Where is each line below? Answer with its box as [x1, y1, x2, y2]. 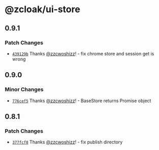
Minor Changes [5, 86, 44, 93]
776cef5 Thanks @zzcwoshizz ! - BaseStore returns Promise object [12, 98, 151, 104]
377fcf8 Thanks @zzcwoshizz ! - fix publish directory [12, 139, 123, 145]
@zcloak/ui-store [5, 4, 81, 15]
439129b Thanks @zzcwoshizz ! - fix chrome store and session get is [12, 50, 154, 56]
